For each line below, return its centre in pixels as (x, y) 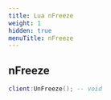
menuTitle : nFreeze (41, 38)
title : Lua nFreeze (41, 16)
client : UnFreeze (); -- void (55, 89)
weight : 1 (25, 23)
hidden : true (30, 30)
